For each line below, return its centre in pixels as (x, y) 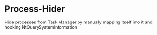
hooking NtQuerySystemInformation (41, 27)
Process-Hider (35, 9)
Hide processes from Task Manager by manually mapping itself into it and (78, 22)
